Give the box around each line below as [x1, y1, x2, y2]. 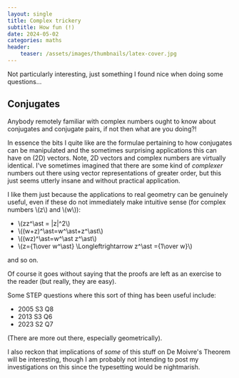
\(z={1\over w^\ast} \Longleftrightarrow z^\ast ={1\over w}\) [17, 242, 193, 250]
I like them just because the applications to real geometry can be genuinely [7, 190, 228, 198]
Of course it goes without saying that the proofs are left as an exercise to [7, 269, 222, 278]
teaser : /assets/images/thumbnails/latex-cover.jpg [20, 51, 177, 58]
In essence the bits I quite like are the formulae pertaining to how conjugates [7, 138, 233, 147]
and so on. [7, 255, 39, 264]
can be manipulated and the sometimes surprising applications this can [7, 145, 218, 154]
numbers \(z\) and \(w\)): [7, 205, 81, 214]
